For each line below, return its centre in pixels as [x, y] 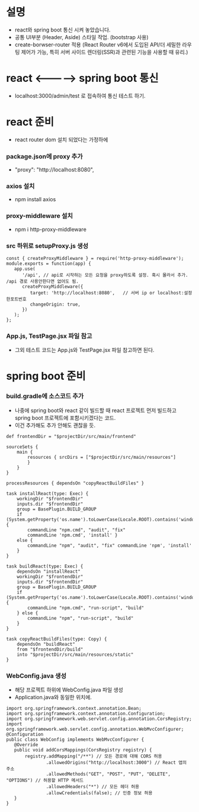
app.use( [25, 269]
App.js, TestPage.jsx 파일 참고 [49, 336]
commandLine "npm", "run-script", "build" [81, 618]
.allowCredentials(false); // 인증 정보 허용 [99, 793]
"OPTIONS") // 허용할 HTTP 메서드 [45, 781]
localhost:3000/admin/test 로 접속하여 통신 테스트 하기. [80, 96]
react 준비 [30, 122]
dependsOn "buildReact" [46, 644]
